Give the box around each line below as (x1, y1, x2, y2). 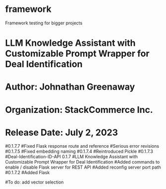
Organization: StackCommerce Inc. (5, 104, 153, 115)
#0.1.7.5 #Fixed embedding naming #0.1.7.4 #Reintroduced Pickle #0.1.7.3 (5, 148, 154, 155)
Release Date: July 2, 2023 (5, 127, 118, 138)
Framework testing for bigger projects (5, 20, 83, 26)
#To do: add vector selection (5, 179, 64, 185)
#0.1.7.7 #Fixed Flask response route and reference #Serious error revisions (5, 143, 160, 149)
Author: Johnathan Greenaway (5, 81, 135, 93)
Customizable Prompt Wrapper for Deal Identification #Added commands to (5, 159, 160, 165)
